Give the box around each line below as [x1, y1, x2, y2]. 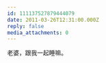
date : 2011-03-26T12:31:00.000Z [7, 16, 99, 23]
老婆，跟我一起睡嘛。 [7, 49, 67, 57]
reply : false [7, 23, 44, 29]
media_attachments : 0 [7, 29, 69, 36]
